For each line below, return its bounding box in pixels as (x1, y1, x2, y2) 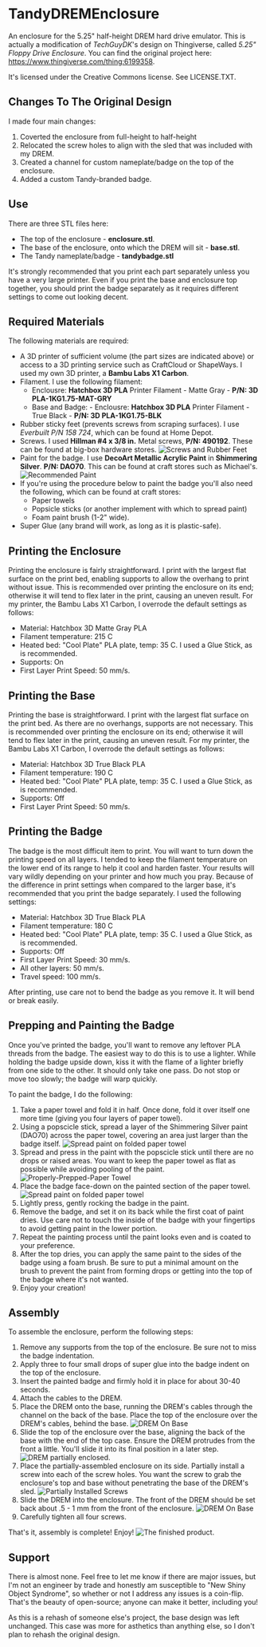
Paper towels (31, 496, 76, 505)
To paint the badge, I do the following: (8, 1089, 133, 1099)
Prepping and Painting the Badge (8, 1019, 175, 1033)
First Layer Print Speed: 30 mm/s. (19, 954, 131, 964)
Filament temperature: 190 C (19, 768, 114, 777)
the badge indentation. (19, 1351, 95, 1361)
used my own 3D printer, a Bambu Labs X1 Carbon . (19, 369, 190, 378)
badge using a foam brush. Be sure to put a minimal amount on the (19, 1258, 239, 1267)
